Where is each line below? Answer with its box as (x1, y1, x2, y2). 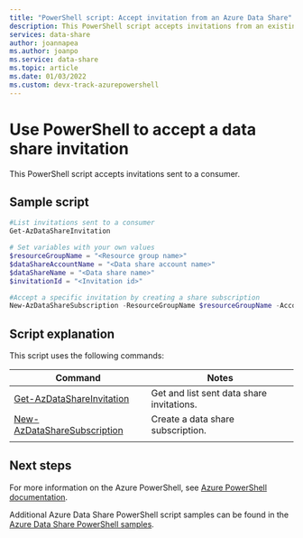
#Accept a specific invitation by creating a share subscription (9, 292, 260, 302)
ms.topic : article (9, 64, 78, 73)
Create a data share (151, 413, 234, 425)
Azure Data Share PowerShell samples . (9, 518, 155, 529)
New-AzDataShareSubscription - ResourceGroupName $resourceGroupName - (9, 301, 280, 311)
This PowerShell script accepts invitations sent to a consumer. (9, 168, 241, 179)
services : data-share (9, 30, 91, 39)
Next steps (9, 458, 72, 474)
